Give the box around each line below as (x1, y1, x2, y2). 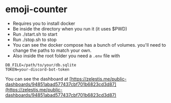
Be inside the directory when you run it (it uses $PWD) (12, 25, 128, 31)
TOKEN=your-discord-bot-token (5, 67, 70, 72)
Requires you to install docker (12, 20, 76, 26)
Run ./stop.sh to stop (12, 37, 57, 43)
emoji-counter (5, 4, 68, 15)
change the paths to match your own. (12, 47, 92, 53)
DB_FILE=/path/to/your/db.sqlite (5, 62, 77, 67)
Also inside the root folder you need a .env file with (12, 52, 120, 59)
